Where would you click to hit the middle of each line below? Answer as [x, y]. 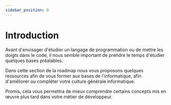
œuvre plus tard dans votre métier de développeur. [59, 97]
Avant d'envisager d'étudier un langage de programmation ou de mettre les [84, 50]
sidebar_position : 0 [27, 10]
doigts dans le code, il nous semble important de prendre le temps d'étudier [85, 55]
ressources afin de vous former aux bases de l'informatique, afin [73, 76]
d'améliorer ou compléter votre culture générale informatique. [70, 81]
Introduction [32, 35]
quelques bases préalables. [34, 60]
